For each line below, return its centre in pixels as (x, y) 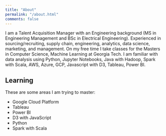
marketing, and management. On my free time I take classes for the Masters (83, 49)
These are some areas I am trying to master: (50, 92)
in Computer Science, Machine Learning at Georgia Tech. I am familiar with (82, 54)
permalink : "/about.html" (32, 14)
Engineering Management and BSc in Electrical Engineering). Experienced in (83, 38)
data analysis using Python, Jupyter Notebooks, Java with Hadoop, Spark (80, 60)
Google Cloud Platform (36, 102)
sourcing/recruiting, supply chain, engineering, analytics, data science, (78, 44)
